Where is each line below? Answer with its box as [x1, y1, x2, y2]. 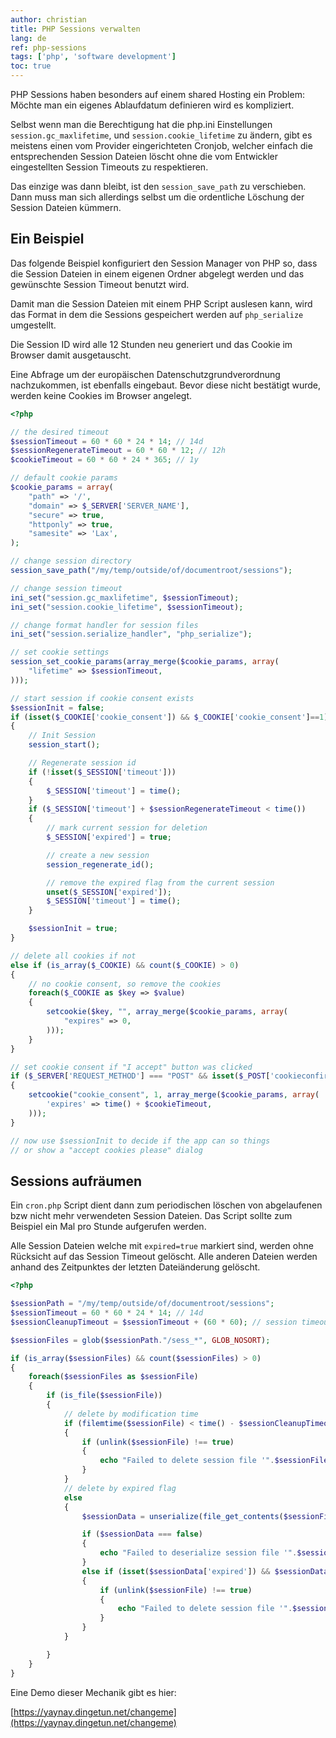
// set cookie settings [10, 647, 110, 658]
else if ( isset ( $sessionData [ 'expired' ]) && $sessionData [81, 1566, 329, 1576]
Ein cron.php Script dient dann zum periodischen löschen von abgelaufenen [10, 1199, 323, 1211]
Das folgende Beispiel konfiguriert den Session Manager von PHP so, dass [10, 257, 318, 269]
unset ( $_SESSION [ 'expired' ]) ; [46, 887, 172, 897]
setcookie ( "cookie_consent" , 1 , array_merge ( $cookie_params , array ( [28, 1090, 320, 1100]
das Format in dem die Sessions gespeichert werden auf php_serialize [10, 308, 304, 320]
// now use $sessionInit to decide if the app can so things [10, 1136, 271, 1146]
